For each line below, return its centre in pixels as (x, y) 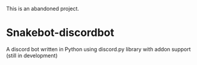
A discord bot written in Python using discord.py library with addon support (98, 49)
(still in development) (32, 55)
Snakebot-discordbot (60, 33)
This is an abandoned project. (43, 9)
